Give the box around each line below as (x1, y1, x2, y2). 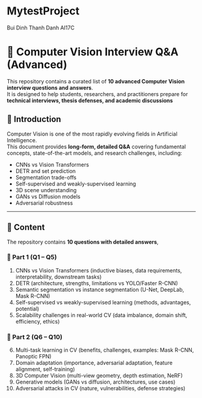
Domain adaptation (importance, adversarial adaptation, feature (15, 359, 173, 367)
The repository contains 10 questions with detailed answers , (7, 238, 159, 246)
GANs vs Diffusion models (15, 193, 80, 200)
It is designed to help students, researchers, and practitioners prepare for (7, 90, 188, 97)
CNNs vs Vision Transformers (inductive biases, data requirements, (15, 267, 182, 274)
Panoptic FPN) (15, 353, 52, 360)
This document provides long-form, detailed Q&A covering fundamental (7, 143, 186, 150)
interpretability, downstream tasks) (15, 273, 102, 280)
